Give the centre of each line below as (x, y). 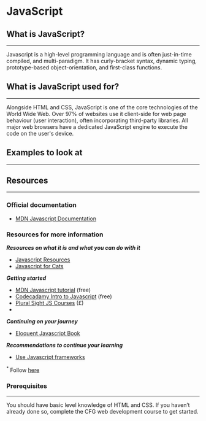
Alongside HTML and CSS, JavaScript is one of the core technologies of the (102, 107)
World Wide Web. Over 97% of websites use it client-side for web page (97, 114)
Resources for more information (55, 234)
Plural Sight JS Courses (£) (49, 303)
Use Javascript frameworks (50, 357)
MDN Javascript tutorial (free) (53, 290)
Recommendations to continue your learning (65, 346)
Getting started (26, 278)
